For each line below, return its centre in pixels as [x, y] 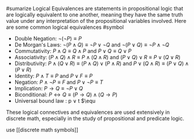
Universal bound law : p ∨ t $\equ [55, 101]
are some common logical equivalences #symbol [65, 27]
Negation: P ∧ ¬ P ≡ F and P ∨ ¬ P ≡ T [59, 82]
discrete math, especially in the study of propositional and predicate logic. [95, 118]
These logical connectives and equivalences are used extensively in [88, 112]
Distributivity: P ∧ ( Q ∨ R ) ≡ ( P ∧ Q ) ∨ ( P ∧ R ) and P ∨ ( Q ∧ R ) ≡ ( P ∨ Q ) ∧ [101, 63]
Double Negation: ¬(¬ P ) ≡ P [48, 38]
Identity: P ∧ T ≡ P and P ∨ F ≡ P [53, 76]
